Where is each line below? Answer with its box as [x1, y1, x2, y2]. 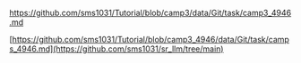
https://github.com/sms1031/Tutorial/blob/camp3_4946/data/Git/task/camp [12, 35, 289, 44]
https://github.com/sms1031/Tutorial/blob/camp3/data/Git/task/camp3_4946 [9, 8, 292, 18]
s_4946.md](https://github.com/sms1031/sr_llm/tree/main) [9, 43, 224, 54]
